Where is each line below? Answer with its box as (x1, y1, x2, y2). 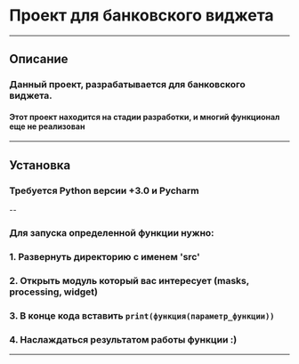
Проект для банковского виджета (9, 5, 274, 26)
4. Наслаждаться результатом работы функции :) (9, 333, 238, 345)
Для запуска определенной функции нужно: (9, 227, 215, 239)
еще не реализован (9, 121, 85, 132)
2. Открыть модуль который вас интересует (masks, (9, 274, 249, 287)
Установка (9, 158, 71, 173)
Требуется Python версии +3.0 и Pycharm (9, 184, 199, 197)
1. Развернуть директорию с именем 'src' (9, 250, 200, 263)
